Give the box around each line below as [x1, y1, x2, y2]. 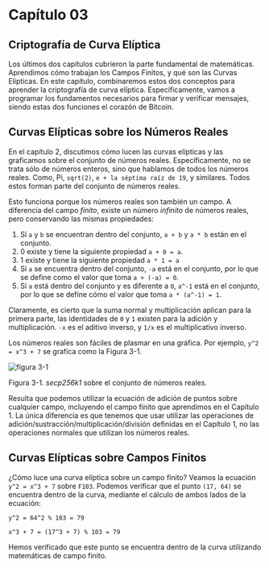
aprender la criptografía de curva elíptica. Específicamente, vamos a [8, 85, 236, 94]
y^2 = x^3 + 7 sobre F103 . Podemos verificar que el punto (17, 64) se [8, 481, 242, 491]
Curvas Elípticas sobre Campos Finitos [8, 451, 207, 465]
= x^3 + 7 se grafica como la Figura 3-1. [8, 346, 143, 356]
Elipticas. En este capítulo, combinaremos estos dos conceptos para [8, 77, 235, 86]
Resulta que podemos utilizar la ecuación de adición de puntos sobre [8, 393, 238, 403]
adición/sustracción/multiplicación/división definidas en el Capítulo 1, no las [8, 419, 260, 428]
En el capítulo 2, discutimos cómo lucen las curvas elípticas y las [8, 147, 224, 157]
